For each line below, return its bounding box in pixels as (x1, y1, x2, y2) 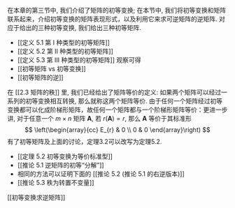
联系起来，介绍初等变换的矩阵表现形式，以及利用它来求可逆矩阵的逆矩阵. (7, 15, 218, 23)
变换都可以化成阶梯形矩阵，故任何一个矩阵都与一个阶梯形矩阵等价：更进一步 (7, 105, 228, 114)
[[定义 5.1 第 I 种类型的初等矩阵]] (17, 38, 111, 47)
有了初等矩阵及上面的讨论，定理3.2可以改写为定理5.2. (7, 138, 162, 145)
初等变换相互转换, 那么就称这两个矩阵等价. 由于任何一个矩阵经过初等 (25, 97, 222, 105)
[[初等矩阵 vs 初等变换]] (17, 65, 86, 73)
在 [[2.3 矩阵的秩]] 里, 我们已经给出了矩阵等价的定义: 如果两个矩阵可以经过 (7, 88, 222, 96)
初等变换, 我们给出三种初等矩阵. (50, 24, 142, 31)
